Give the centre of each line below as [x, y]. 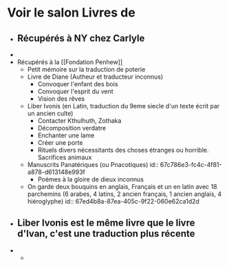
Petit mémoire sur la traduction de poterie [86, 69]
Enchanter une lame [66, 135]
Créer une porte [60, 142]
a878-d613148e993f [56, 172]
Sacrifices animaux [65, 157]
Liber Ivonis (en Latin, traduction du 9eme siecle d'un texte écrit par [123, 106]
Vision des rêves [61, 99]
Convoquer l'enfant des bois [78, 84]
